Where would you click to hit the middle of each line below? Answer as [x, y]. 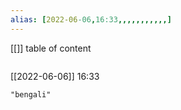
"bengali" [31, 94]
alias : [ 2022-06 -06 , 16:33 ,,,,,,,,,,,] [91, 19]
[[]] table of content [51, 48]
